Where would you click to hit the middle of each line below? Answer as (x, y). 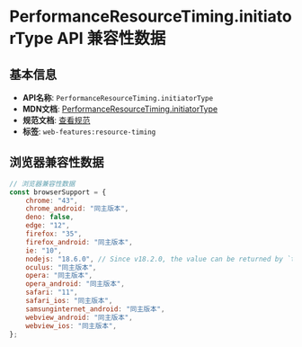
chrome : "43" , (52, 200)
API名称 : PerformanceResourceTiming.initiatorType (118, 98)
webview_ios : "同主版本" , (71, 325)
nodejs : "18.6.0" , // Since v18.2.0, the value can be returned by (154, 259)
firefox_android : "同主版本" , (79, 242)
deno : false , (50, 218)
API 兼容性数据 (111, 39)
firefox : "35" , (54, 234)
